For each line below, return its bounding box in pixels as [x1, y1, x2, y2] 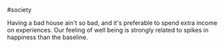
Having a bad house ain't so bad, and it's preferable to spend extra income [7, 19, 218, 26]
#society [7, 6, 32, 14]
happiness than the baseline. [7, 33, 89, 41]
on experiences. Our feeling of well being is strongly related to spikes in [7, 26, 209, 34]
